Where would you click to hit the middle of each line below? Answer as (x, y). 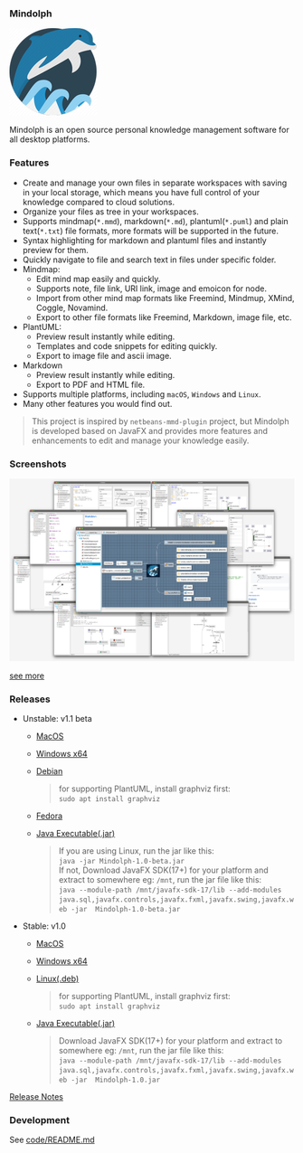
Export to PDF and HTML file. (90, 384)
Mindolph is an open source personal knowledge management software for (149, 130)
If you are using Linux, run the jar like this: (136, 851)
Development (40, 1120)
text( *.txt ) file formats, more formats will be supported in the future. (150, 231)
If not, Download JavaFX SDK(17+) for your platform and (163, 870)
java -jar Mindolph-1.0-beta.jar (122, 861)
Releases (30, 699)
